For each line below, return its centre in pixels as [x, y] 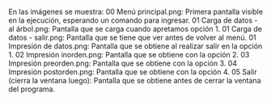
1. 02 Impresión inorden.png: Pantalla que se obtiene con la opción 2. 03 [129, 55]
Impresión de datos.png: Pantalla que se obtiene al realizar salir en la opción [135, 46]
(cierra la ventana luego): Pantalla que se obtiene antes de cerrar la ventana [135, 81]
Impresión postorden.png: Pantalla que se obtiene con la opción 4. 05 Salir [133, 72]
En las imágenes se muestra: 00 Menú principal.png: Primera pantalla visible [136, 12]
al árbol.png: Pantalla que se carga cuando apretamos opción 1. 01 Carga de [135, 29]
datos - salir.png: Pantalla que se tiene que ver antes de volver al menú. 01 [132, 37]
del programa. [32, 89]
